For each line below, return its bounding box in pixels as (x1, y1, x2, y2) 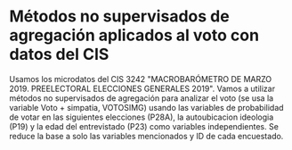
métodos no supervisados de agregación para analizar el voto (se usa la (9, 92, 274, 104)
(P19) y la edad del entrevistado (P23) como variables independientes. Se (9, 121, 279, 131)
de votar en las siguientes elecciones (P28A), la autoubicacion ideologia (9, 112, 274, 122)
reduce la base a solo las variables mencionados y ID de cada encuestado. (9, 130, 284, 141)
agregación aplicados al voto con (9, 25, 260, 46)
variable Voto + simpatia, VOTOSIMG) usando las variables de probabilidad (9, 102, 284, 112)
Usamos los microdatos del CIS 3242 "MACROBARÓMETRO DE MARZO (9, 73, 272, 84)
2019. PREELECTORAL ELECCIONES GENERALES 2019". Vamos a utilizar (9, 83, 276, 94)
